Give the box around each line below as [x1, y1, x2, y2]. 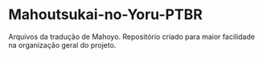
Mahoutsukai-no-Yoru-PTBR [8, 6, 203, 24]
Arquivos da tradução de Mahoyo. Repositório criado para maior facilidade [8, 32, 256, 41]
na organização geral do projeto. [8, 40, 117, 49]
